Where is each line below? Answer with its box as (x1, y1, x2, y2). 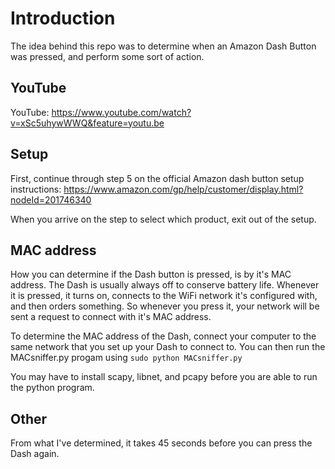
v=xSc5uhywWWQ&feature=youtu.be (10, 117, 165, 129)
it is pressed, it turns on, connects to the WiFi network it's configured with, (10, 290, 318, 302)
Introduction (10, 7, 116, 30)
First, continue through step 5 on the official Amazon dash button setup (10, 172, 305, 184)
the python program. (10, 382, 95, 394)
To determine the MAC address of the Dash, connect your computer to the (10, 330, 317, 342)
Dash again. (10, 448, 60, 460)
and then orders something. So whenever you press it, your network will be (10, 300, 320, 312)
